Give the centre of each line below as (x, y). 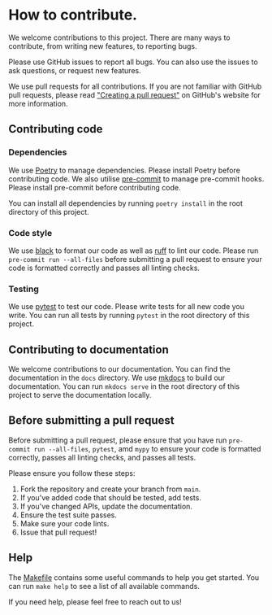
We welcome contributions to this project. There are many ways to (119, 37)
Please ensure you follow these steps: (72, 473)
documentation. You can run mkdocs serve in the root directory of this (124, 386)
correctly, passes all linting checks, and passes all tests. (102, 457)
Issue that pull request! (58, 532)
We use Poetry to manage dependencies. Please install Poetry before (125, 170)
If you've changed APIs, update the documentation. (106, 506)
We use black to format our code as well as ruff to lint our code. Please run (134, 251)
